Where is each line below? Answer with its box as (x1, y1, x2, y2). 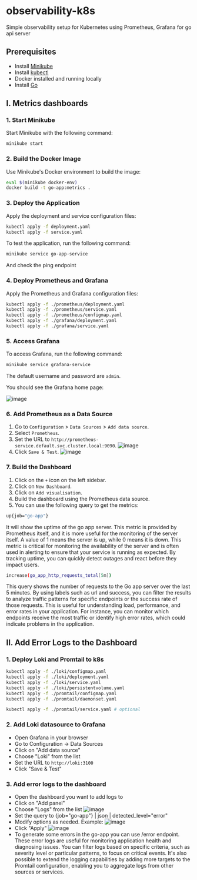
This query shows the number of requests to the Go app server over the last (6, 583, 191, 590)
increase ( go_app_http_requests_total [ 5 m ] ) (6, 572, 112, 578)
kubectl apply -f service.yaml (6, 229, 83, 235)
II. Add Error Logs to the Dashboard (6, 637, 138, 647)
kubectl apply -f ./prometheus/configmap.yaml (6, 312, 122, 318)
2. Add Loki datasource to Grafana (6, 720, 106, 729)
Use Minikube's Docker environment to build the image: (6, 168, 141, 175)
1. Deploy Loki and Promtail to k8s (6, 655, 104, 663)
